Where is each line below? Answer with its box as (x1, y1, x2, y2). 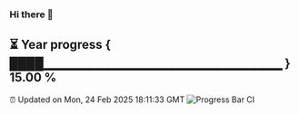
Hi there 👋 (9, 8, 55, 21)
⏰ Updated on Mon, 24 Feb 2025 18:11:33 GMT (9, 94, 185, 105)
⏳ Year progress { (9, 37, 112, 52)
